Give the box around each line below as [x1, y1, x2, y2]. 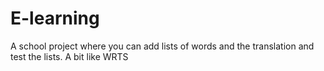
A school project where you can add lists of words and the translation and [10, 40, 315, 52]
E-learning [10, 7, 100, 30]
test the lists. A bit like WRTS [10, 50, 129, 62]
